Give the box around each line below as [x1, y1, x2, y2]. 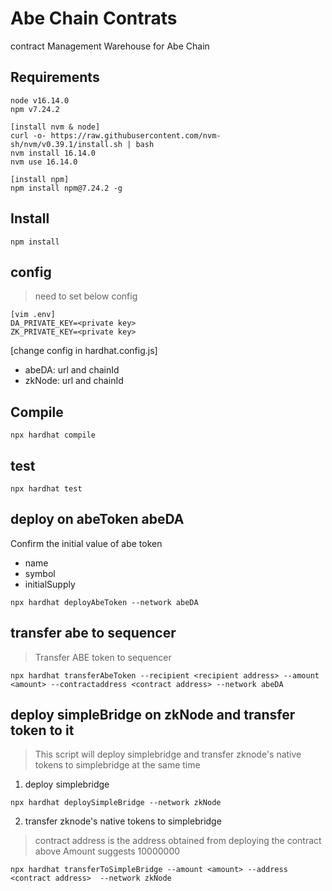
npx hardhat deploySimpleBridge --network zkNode [10, 798, 222, 808]
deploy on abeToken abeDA [10, 511, 185, 528]
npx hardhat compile [10, 430, 97, 441]
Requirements [10, 69, 100, 86]
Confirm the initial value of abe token [10, 537, 163, 549]
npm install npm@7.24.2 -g [10, 183, 123, 193]
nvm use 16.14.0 [10, 157, 78, 167]
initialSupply [24, 578, 76, 590]
